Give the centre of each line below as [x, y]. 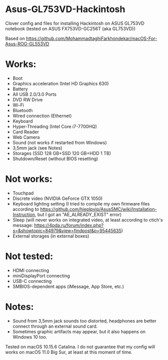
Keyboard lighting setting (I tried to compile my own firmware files [81, 203]
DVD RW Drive [27, 99]
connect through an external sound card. [55, 326]
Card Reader [26, 132]
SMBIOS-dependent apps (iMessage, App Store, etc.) [68, 286]
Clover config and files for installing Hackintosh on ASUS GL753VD [75, 23]
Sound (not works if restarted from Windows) [60, 142]
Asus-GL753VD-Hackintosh [65, 9]
